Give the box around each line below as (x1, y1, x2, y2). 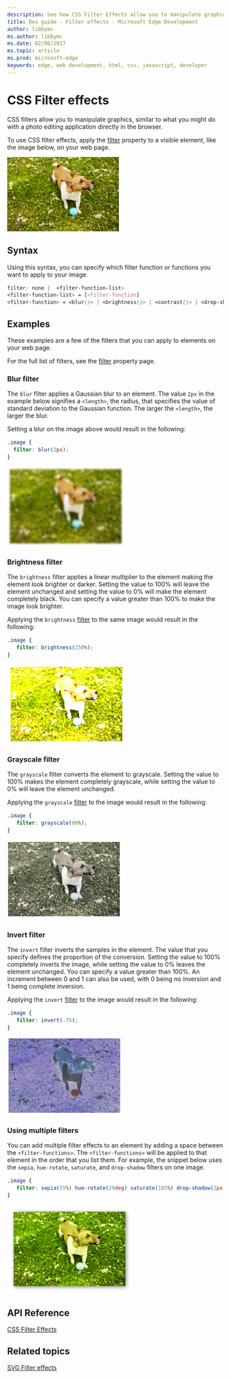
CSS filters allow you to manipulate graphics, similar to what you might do (7, 115, 216, 123)
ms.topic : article (7, 47, 60, 54)
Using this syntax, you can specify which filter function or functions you (7, 263, 211, 271)
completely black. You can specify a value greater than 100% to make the (7, 595, 216, 603)
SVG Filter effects (7, 1364, 57, 1372)
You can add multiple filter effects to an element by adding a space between (7, 1141, 223, 1149)
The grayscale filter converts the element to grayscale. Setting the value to (7, 771, 219, 779)
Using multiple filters (7, 1126, 79, 1135)
